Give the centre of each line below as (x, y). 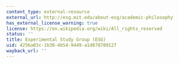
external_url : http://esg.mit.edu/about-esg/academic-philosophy (89, 17)
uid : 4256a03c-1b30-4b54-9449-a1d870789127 (62, 46)
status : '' (20, 34)
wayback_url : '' (26, 51)
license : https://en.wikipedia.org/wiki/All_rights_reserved (84, 28)
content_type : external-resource (48, 12)
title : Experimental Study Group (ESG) (56, 40)
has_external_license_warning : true (52, 23)
